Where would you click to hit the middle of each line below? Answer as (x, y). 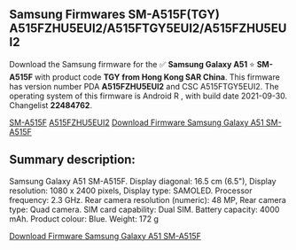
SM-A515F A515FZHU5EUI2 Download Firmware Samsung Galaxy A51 (136, 122)
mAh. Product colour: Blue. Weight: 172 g (84, 219)
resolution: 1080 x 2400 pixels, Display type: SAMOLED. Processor (131, 191)
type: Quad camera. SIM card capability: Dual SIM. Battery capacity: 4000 (144, 209)
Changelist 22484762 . (51, 105)
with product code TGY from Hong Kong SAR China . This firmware (158, 77)
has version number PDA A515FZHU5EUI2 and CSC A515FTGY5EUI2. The (144, 86)
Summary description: (72, 160)
